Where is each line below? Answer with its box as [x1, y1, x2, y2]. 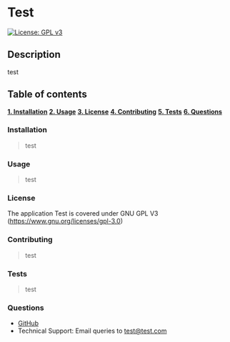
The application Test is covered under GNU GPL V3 [7, 209, 159, 218]
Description [7, 49, 61, 61]
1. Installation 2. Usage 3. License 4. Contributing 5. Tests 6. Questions [7, 107, 223, 116]
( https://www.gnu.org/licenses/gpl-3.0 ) [7, 217, 124, 226]
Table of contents [7, 89, 87, 101]
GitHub [17, 319, 39, 328]
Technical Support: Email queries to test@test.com [17, 326, 167, 336]
